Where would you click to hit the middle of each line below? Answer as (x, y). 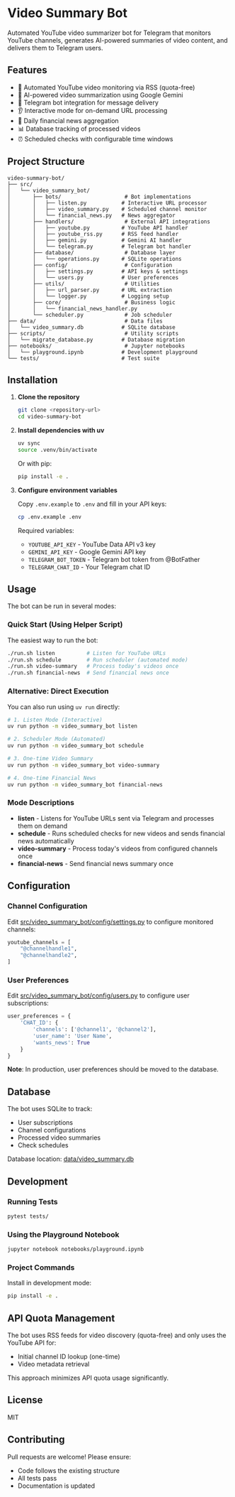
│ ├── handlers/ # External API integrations (109, 222)
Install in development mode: (50, 1283)
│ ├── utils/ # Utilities (84, 283)
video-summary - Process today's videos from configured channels (117, 848)
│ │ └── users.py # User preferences (93, 277)
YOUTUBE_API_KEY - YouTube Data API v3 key (92, 544)
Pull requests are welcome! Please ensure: (69, 1457)
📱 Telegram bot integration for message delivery (88, 102)
